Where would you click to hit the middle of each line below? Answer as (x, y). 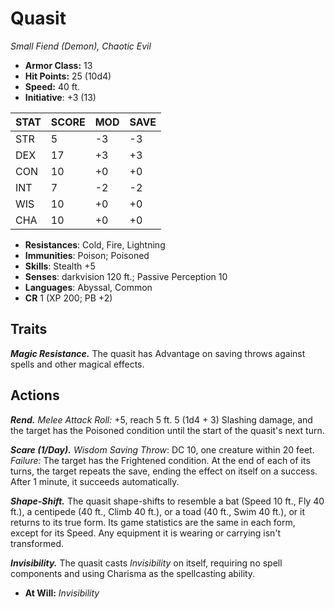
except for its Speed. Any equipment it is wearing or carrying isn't (146, 533)
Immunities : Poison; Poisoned (87, 255)
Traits (29, 329)
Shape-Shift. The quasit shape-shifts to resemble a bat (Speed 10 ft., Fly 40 (167, 501)
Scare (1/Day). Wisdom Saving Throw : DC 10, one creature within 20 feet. (162, 449)
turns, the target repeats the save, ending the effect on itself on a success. (164, 471)
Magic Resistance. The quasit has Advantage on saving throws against (158, 353)
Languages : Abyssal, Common (88, 287)
